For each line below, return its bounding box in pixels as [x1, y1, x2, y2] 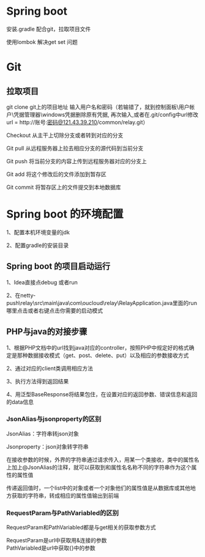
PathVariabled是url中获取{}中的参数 [6, 544, 96, 551]
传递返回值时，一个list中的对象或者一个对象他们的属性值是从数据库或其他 [6, 484, 191, 492]
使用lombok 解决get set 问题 [6, 38, 78, 45]
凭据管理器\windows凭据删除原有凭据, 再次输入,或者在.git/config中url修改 [13, 111, 199, 118]
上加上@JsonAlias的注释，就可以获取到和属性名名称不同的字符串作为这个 [6, 463, 192, 471]
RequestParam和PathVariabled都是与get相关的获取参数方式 [6, 524, 156, 531]
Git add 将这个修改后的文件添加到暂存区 [6, 170, 107, 178]
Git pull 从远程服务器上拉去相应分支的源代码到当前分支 [6, 144, 144, 152]
